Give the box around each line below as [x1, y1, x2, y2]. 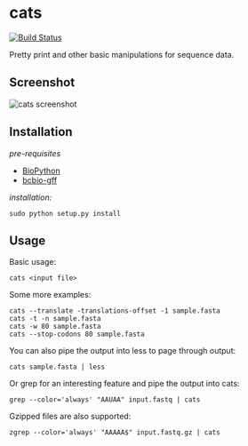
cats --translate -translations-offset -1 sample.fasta [9, 307, 220, 315]
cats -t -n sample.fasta [9, 315, 101, 323]
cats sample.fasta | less [9, 362, 105, 371]
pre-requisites [9, 147, 61, 158]
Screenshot [9, 75, 76, 91]
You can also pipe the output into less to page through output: [9, 346, 236, 356]
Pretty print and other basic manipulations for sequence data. [9, 49, 235, 60]
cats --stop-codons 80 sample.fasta [9, 330, 145, 339]
